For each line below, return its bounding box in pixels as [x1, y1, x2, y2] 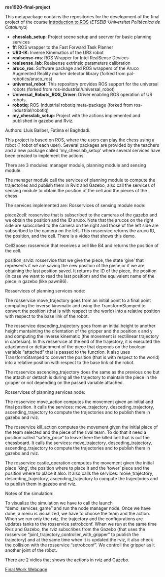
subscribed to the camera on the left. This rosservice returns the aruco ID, [5, 228, 156, 234]
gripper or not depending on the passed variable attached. [5, 380, 124, 385]
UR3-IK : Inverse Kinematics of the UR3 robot [12, 49, 104, 55]
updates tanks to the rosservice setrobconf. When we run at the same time [5, 521, 157, 527]
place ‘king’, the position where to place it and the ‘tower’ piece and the [5, 465, 150, 471]
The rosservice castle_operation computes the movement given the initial [5, 460, 154, 466]
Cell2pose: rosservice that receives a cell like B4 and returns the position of [5, 243, 159, 248]
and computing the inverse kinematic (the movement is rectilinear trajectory [5, 333, 159, 339]
